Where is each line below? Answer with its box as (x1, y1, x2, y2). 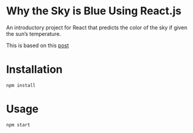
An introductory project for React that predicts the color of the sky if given (6, 24, 188, 31)
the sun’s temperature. (6, 30, 61, 37)
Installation (6, 63, 63, 76)
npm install (6, 82, 36, 88)
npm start (6, 122, 31, 128)
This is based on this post (6, 42, 69, 49)
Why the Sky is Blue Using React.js (6, 4, 182, 18)
